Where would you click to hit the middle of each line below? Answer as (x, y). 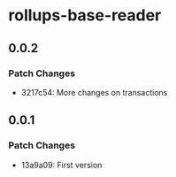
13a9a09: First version (61, 165)
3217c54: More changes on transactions (94, 92)
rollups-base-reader (85, 15)
